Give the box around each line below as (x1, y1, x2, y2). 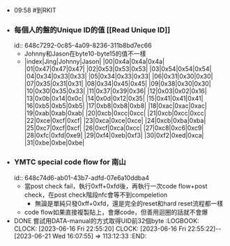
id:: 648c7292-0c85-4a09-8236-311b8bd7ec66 (13, 41, 152, 50)
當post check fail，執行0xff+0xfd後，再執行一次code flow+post (24, 181, 208, 190)
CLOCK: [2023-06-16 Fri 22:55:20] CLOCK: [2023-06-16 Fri (13, 224, 187, 233)
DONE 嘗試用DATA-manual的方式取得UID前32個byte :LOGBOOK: (13, 216, 200, 224)
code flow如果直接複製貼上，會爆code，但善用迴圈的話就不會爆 (24, 208, 208, 216)
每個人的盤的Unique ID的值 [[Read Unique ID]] (13, 25, 171, 35)
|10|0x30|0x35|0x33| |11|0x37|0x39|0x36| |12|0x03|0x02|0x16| (24, 87, 207, 95)
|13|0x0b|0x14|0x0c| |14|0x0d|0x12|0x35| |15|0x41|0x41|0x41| (24, 95, 204, 103)
